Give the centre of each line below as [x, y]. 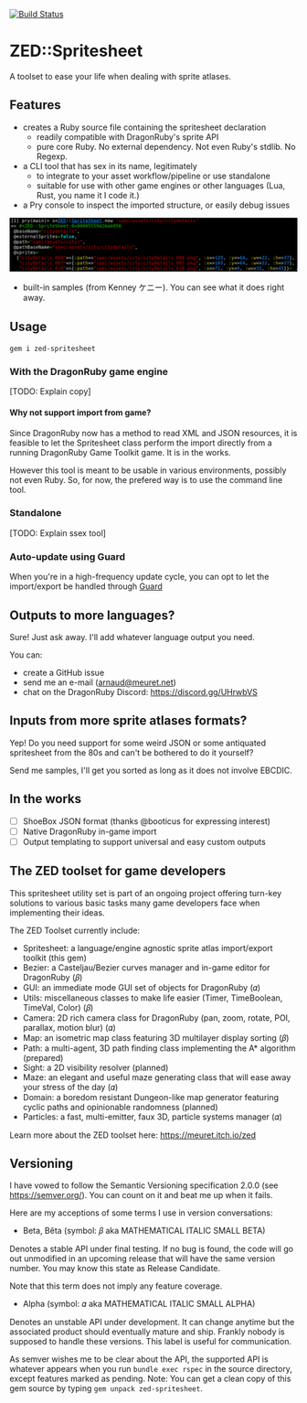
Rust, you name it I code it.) [88, 195]
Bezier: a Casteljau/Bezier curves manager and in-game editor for [146, 967]
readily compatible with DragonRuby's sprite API [127, 136]
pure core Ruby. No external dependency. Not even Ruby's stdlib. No [166, 146]
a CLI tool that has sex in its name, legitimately [110, 166]
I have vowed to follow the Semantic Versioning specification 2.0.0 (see [144, 1185]
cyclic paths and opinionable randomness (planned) [120, 1107]
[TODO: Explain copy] [50, 391]
